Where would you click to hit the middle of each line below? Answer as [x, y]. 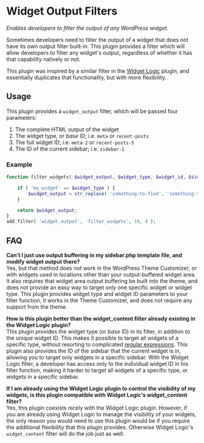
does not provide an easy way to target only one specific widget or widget [99, 287]
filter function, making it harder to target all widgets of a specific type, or [97, 370]
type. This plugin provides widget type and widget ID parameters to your [97, 294]
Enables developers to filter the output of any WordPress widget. [87, 28]
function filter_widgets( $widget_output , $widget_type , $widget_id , [96, 177]
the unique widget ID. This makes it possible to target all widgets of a [93, 338]
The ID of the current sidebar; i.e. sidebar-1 [70, 149]
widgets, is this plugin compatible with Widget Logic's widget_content [97, 395]
